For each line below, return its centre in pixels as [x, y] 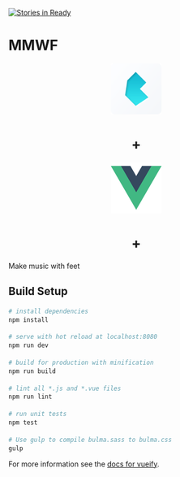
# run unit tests [38, 414]
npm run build [32, 371]
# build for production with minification [81, 362]
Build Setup [38, 291]
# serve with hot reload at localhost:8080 [83, 337]
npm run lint [30, 397]
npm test [23, 423]
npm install [28, 320]
